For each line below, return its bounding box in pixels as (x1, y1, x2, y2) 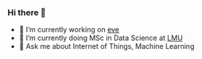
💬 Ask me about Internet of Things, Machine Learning (18, 42, 195, 51)
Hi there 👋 (7, 7, 47, 18)
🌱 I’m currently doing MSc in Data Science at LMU (18, 33, 184, 42)
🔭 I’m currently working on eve (18, 25, 120, 35)
